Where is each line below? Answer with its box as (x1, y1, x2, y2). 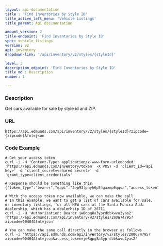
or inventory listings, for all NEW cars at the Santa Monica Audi (5, 202, 145, 207)
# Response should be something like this (5, 181, 92, 186)
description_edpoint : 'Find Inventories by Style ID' (5, 65, 116, 70)
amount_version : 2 (5, 30, 42, 35)
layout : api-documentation (5, 7, 60, 12)
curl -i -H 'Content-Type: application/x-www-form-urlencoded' (5, 159, 136, 164)
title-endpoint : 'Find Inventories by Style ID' (5, 34, 105, 39)
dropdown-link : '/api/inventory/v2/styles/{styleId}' (5, 52, 116, 57)
